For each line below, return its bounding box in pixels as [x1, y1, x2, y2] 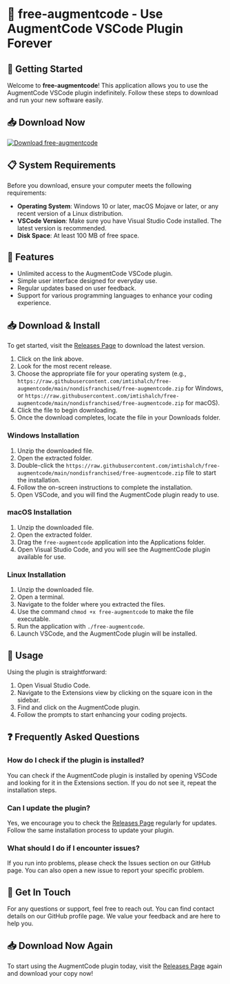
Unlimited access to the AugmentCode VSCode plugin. [17, 269, 174, 278]
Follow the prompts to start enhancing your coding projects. [17, 710, 187, 718]
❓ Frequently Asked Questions [7, 731, 140, 743]
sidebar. [17, 696, 41, 704]
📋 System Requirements [7, 159, 116, 171]
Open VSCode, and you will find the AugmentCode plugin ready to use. [17, 490, 219, 499]
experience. [17, 299, 52, 307]
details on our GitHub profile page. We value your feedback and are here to [7, 912, 220, 921]
